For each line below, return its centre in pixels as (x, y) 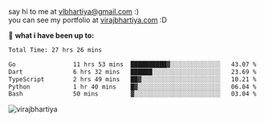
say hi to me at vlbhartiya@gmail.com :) (73, 12)
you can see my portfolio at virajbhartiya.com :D (88, 20)
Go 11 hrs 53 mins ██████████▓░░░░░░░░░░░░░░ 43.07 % (132, 64)
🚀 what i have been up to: (51, 35)
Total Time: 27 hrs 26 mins (55, 50)
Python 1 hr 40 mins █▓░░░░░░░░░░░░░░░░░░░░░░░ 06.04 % (132, 87)
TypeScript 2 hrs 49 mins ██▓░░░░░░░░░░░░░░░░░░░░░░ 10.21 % (132, 79)
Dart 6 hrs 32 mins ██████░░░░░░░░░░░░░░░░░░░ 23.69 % (132, 72)
